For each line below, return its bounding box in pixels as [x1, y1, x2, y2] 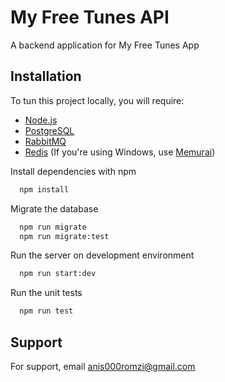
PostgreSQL [24, 124, 75, 136]
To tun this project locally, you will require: [10, 94, 185, 106]
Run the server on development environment [10, 249, 195, 261]
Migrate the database [10, 202, 99, 215]
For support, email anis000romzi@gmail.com [10, 360, 196, 372]
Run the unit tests [10, 287, 83, 299]
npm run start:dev [19, 269, 97, 279]
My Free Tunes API [10, 6, 170, 29]
